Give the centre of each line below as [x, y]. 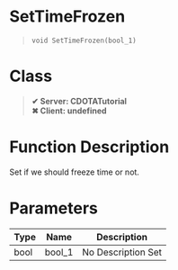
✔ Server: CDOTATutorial [79, 101]
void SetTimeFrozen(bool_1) [84, 40]
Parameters [54, 208]
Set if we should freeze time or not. [74, 172]
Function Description [89, 147]
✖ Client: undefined [69, 111]
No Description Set [122, 252]
